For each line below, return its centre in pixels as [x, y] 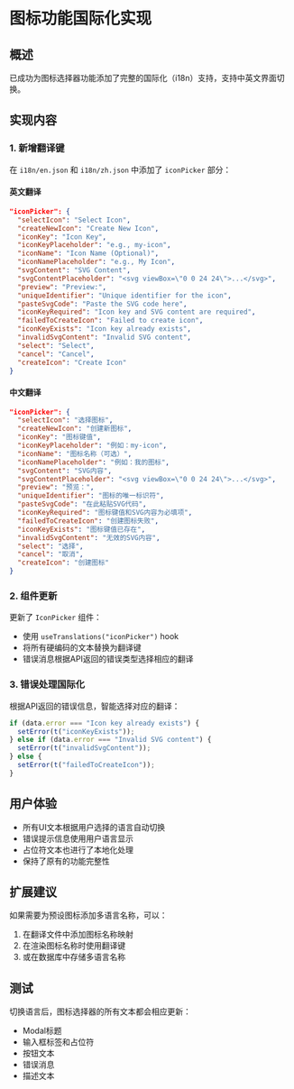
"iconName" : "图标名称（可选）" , [75, 453]
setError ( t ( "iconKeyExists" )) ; [76, 731]
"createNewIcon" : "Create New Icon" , [88, 228]
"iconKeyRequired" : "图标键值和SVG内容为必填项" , [105, 513]
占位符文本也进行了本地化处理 [78, 849]
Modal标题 [42, 1031]
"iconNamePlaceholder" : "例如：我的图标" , [93, 462]
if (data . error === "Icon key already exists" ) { [105, 723]
